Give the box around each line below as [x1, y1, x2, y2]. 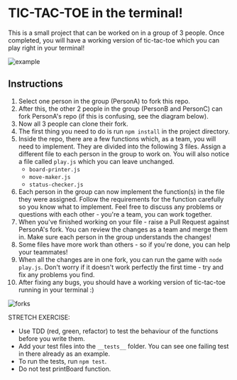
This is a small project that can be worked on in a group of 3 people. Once [8, 28, 225, 37]
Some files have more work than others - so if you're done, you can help [18, 240, 231, 249]
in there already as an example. [18, 349, 111, 358]
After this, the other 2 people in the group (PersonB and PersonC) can [18, 104, 223, 113]
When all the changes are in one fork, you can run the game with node [18, 255, 223, 264]
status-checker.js [28, 181, 84, 188]
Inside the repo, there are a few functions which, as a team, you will [18, 134, 216, 143]
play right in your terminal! [8, 43, 84, 52]
